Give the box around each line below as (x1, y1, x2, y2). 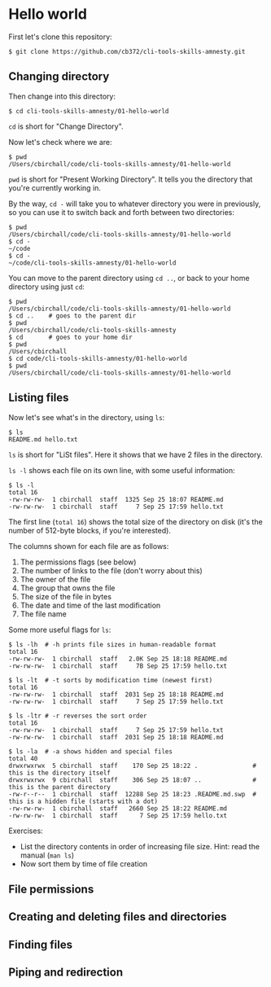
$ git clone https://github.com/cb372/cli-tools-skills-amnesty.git (8, 47, 246, 55)
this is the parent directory (8, 783, 111, 791)
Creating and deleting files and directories (8, 910, 227, 924)
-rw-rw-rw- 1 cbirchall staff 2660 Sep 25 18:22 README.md (8, 804, 228, 813)
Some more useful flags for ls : (8, 625, 111, 634)
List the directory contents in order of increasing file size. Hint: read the (20, 841, 260, 851)
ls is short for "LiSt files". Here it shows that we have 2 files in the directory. (8, 450, 263, 459)
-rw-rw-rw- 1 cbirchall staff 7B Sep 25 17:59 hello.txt (8, 661, 228, 670)
